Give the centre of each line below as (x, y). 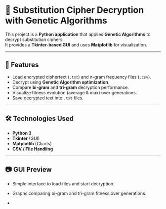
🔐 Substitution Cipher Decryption (75, 10)
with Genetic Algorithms (56, 21)
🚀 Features (22, 65)
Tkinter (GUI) (26, 138)
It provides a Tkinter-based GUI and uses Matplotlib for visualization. (76, 44)
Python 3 (22, 133)
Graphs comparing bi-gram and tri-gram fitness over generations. (79, 193)
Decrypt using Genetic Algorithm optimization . (61, 82)
